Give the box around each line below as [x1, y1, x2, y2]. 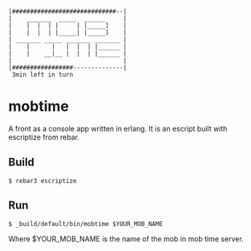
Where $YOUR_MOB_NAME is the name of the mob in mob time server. [8, 233, 245, 244]
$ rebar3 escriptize [8, 176, 78, 184]
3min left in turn [11, 71, 74, 79]
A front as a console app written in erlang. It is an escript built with [8, 123, 228, 133]
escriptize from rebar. [8, 132, 80, 142]
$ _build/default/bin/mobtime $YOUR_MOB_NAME [8, 220, 163, 228]
